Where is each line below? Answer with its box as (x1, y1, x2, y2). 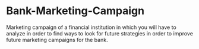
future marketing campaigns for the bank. (6, 36, 108, 43)
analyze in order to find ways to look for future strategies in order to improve (6, 30, 193, 37)
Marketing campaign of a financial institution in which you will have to (6, 24, 176, 31)
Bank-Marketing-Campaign (6, 4, 144, 18)
